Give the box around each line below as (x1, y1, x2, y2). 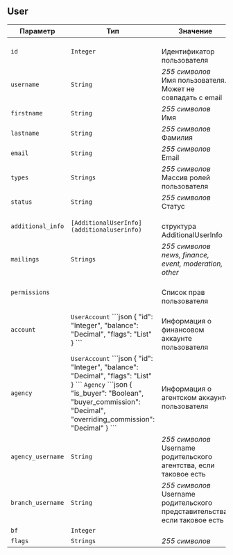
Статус (162, 201, 185, 211)
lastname (10, 129, 40, 137)
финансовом (162, 325, 205, 335)
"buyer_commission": (70, 396, 141, 406)
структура (162, 221, 196, 231)
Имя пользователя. (162, 75, 227, 85)
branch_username (10, 499, 64, 506)
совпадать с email (162, 92, 223, 102)
